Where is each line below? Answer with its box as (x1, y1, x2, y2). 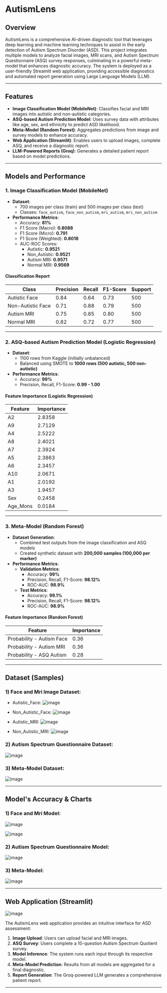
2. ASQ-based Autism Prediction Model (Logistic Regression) (5, 338, 156, 345)
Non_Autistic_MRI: (12, 729, 50, 735)
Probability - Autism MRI (7, 643, 66, 650)
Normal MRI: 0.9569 (27, 262, 70, 268)
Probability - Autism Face (7, 635, 68, 642)
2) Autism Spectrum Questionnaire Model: (5, 843, 109, 850)
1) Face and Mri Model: (5, 810, 61, 817)
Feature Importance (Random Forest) (5, 614, 83, 620)
